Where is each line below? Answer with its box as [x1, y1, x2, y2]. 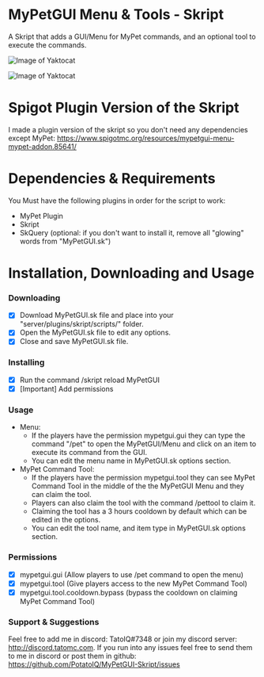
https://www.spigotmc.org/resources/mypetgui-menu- [56, 133, 235, 143]
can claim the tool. [31, 490, 92, 499]
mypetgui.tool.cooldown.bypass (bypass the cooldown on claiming [19, 587, 238, 597]
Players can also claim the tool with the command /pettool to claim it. [31, 498, 256, 508]
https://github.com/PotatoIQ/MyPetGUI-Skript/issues [8, 660, 180, 669]
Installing [8, 357, 45, 368]
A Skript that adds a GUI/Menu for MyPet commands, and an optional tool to [8, 32, 256, 41]
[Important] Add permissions [19, 384, 114, 393]
